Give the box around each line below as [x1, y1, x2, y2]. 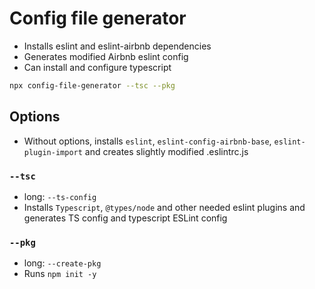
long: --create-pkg [23, 257, 102, 269]
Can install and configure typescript [23, 61, 172, 73]
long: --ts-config [23, 190, 97, 202]
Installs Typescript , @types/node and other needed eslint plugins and [23, 201, 306, 213]
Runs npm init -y [23, 268, 97, 280]
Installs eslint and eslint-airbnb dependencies [23, 40, 212, 52]
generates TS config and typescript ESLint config [23, 212, 228, 224]
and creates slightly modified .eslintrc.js [84, 145, 249, 157]
